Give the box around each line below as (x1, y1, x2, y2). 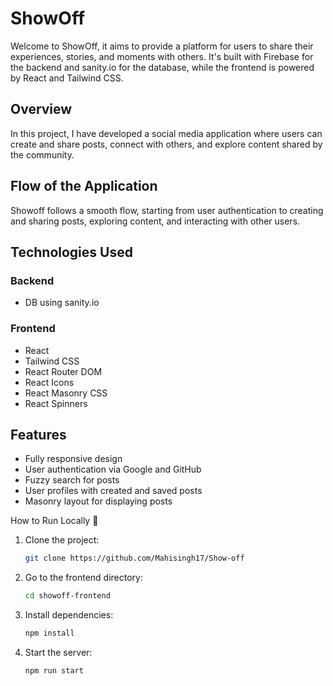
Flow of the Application (10, 178, 158, 195)
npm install (24, 628, 75, 639)
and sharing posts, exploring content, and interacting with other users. (10, 215, 301, 227)
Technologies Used (10, 243, 133, 261)
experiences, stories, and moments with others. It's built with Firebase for (10, 50, 314, 62)
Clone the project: (24, 534, 100, 546)
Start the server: (24, 646, 93, 658)
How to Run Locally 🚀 (10, 515, 99, 527)
